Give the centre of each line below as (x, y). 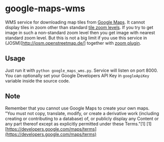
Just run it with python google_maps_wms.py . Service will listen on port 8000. (82, 70)
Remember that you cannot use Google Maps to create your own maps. (77, 108)
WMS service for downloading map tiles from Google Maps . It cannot (75, 22)
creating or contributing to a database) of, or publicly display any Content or (82, 118)
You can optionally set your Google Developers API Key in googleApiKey (77, 75)
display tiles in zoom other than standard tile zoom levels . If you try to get (79, 27)
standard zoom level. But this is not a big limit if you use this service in (76, 38)
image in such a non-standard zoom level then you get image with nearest (80, 32)
